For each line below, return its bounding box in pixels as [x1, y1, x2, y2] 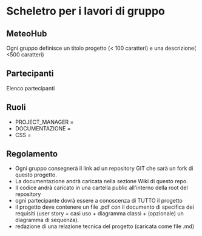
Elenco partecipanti [6, 84, 55, 92]
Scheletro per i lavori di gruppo [6, 4, 165, 18]
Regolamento [6, 149, 58, 159]
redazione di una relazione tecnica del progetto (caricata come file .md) [15, 223, 195, 230]
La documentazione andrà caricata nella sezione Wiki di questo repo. [15, 178, 188, 185]
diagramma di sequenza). [15, 217, 79, 224]
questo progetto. [15, 171, 58, 178]
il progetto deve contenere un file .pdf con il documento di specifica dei [15, 203, 194, 211]
